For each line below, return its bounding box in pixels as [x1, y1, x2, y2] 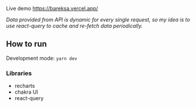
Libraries [6, 69, 32, 77]
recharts [14, 83, 35, 90]
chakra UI [14, 88, 38, 95]
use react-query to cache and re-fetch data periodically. [6, 23, 143, 29]
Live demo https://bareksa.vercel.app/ [6, 5, 98, 12]
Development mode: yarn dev [6, 55, 77, 62]
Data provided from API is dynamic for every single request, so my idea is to [6, 16, 190, 23]
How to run [6, 39, 47, 49]
